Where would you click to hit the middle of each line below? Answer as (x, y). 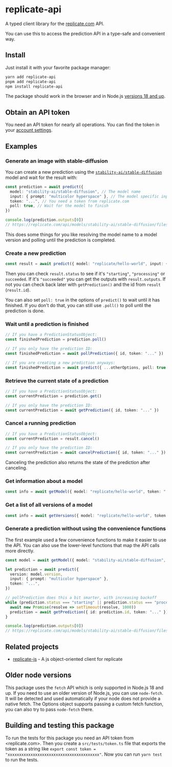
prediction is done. (25, 311)
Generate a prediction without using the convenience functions (86, 529)
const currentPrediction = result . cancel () (52, 439)
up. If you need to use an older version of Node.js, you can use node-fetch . (84, 693)
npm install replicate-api (34, 86)
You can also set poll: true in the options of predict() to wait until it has (83, 300)
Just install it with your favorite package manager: (58, 67)
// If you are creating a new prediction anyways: (60, 362)
